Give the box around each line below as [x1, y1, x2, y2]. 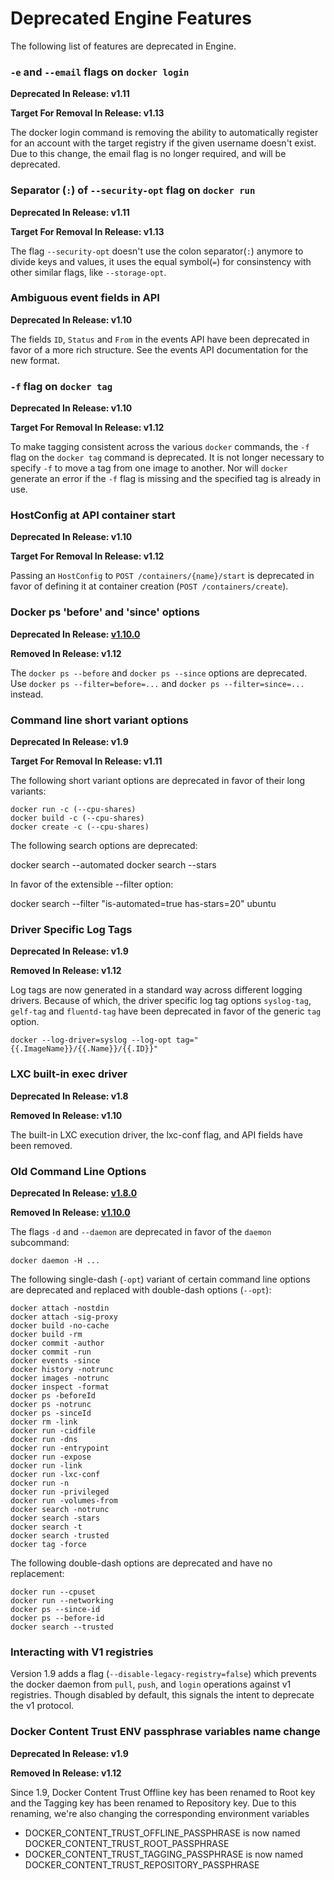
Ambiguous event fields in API [10, 291, 160, 305]
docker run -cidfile [10, 1425, 97, 1436]
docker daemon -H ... [10, 1255, 101, 1266]
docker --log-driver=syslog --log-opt [10, 1035, 172, 1046]
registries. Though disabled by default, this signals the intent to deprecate [10, 1689, 315, 1701]
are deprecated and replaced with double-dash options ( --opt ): [10, 1283, 272, 1296]
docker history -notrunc [10, 1364, 114, 1374]
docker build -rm [10, 1329, 83, 1339]
